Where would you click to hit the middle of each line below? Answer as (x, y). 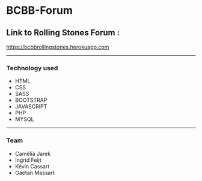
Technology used (32, 68)
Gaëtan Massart (35, 173)
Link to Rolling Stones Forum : (63, 33)
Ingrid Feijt (28, 160)
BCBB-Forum (40, 10)
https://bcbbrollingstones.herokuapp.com (58, 47)
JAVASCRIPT (31, 107)
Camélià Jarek (33, 153)
